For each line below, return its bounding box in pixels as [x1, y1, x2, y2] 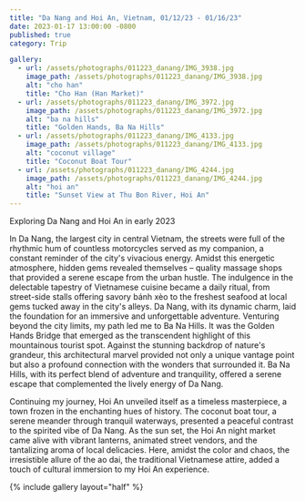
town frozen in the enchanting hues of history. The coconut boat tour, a [9, 406, 277, 417]
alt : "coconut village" [25, 148, 117, 158]
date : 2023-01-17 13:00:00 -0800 [9, 22, 137, 31]
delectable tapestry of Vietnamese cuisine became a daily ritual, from [9, 281, 270, 292]
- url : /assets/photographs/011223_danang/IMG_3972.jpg [17, 97, 234, 107]
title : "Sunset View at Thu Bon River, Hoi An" [25, 190, 209, 200]
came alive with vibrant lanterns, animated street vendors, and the [9, 435, 258, 446]
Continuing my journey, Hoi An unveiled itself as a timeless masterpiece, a [9, 396, 288, 407]
